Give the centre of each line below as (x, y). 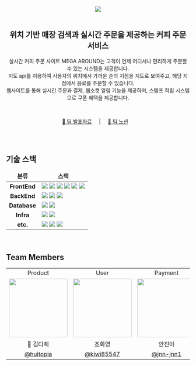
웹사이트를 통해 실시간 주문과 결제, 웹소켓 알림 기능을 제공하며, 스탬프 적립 (90, 90)
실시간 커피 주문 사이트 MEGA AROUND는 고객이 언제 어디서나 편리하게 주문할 (98, 61)
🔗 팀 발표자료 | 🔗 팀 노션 (95, 121)
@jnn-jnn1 (167, 354)
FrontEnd (23, 186)
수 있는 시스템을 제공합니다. (98, 68)
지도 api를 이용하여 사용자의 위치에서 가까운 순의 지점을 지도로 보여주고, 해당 (95, 76)
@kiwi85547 (102, 354)
